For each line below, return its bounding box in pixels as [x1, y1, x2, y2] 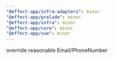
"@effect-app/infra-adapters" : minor [6, 8, 100, 15]
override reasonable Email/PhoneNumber [6, 47, 108, 54]
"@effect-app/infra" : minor [6, 19, 76, 25]
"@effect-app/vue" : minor [6, 31, 70, 37]
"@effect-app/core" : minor [6, 25, 73, 31]
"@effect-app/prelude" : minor [6, 14, 82, 20]
